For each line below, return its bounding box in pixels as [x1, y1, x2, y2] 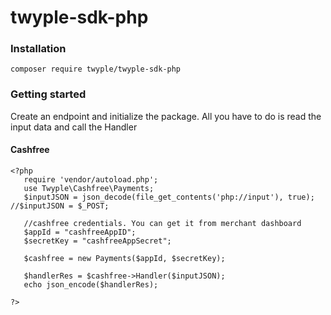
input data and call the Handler [10, 121, 138, 133]
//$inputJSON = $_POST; [10, 201, 110, 211]
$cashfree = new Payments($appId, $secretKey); [23, 253, 226, 263]
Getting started [10, 87, 87, 101]
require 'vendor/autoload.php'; [23, 174, 159, 185]
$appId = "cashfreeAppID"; [23, 227, 137, 237]
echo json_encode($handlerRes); [23, 279, 159, 290]
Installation [10, 42, 67, 56]
